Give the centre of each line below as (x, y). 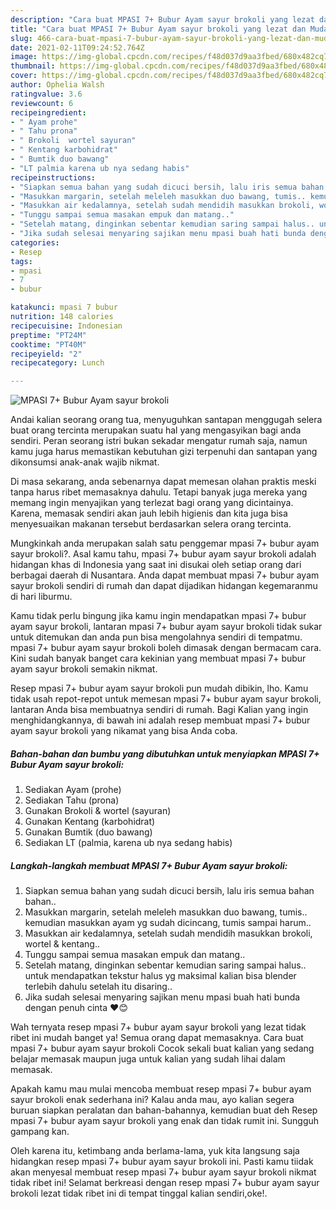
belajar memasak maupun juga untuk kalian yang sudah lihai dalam (148, 1059)
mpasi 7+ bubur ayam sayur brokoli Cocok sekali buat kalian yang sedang (162, 1048)
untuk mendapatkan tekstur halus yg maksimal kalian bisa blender (160, 976)
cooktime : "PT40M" (48, 344)
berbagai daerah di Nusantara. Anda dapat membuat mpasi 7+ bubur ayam (165, 575)
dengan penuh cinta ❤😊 (76, 1008)
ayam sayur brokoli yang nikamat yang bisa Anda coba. (124, 731)
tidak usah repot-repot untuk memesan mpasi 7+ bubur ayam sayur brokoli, (166, 699)
